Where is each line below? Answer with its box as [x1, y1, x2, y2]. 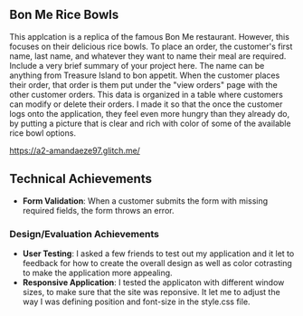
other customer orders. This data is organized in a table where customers [9, 89, 283, 100]
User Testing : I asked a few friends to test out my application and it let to [22, 248, 295, 259]
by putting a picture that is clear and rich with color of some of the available [9, 118, 291, 129]
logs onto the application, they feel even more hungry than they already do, [9, 108, 290, 119]
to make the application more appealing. [22, 267, 174, 278]
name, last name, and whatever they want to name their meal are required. [9, 50, 287, 62]
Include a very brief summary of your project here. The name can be [9, 60, 265, 71]
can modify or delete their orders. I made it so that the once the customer [9, 99, 283, 110]
